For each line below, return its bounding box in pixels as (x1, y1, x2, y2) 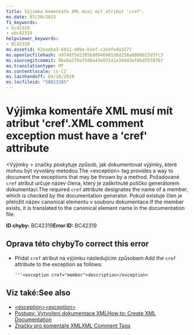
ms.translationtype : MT (6, 63, 64, 69)
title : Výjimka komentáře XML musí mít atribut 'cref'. (6, 8, 145, 15)
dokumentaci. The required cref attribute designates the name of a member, (6, 185, 189, 193)
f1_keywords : (6, 19, 38, 25)
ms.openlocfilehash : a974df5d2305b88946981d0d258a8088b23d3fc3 (6, 52, 164, 58)
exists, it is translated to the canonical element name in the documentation (6, 204, 185, 211)
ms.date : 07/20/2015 (6, 14, 57, 20)
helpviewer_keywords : (6, 36, 59, 42)
